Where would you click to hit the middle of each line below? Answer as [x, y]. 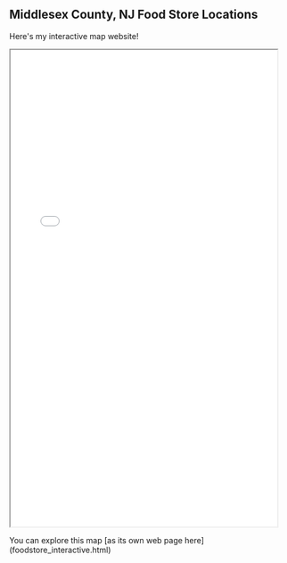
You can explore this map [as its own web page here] [107, 540]
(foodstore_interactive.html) [60, 550]
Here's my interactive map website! [74, 36]
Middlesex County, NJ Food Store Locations [134, 15]
